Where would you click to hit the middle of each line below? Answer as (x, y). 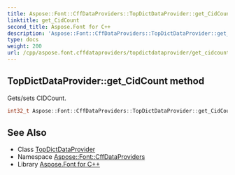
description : (26, 33)
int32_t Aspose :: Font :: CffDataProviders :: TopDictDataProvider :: (103, 111)
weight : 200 (24, 46)
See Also (27, 133)
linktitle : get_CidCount (43, 20)
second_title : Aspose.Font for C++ (59, 27)
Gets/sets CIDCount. (37, 98)
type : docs (23, 40)
